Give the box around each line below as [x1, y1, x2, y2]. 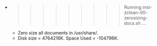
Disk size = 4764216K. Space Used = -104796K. [17, 35, 119, 41]
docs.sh [123, 20, 141, 26]
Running [123, 4, 142, 10]
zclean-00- [123, 9, 148, 15]
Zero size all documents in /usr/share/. [17, 30, 99, 35]
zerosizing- [123, 15, 148, 20]
